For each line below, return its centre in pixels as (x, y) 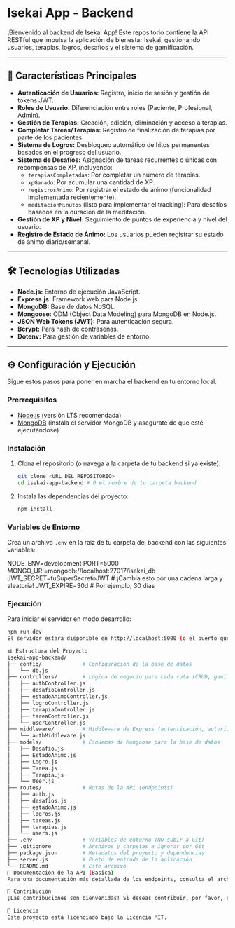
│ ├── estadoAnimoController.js (58, 697)
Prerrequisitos (32, 400)
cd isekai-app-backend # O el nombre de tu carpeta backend (107, 483)
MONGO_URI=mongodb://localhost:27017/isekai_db (81, 571)
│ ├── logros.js (34, 814)
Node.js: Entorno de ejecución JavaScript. (79, 292)
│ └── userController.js (47, 723)
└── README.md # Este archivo (67, 866)
